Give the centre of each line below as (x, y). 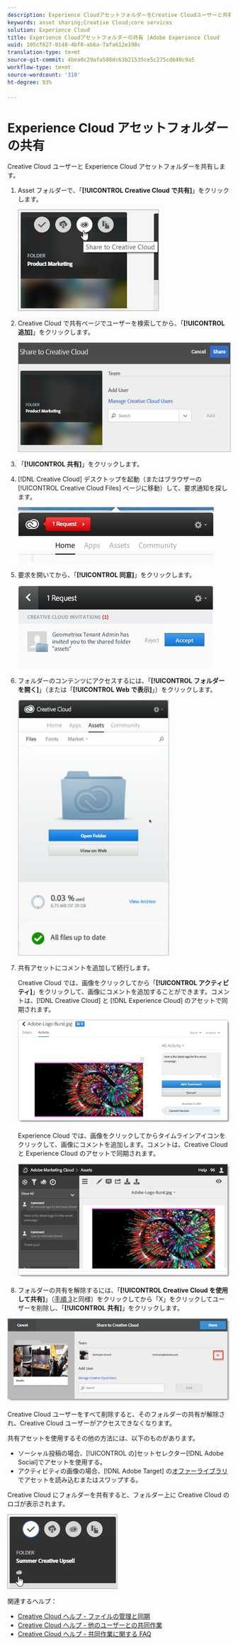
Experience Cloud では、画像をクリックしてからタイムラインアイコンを (121, 1136)
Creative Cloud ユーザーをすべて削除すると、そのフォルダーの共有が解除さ (116, 1414)
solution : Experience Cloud (49, 30)
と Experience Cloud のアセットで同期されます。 (88, 1153)
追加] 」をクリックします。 (56, 332)
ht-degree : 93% (30, 82)
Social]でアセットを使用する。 (62, 1462)
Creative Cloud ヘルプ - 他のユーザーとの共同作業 (90, 1625)
